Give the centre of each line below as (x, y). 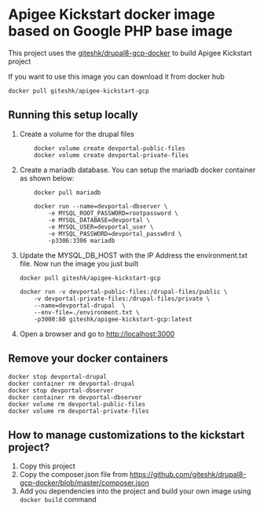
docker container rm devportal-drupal (71, 383)
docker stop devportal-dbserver (61, 391)
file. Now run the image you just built (79, 263)
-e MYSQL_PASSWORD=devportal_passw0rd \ (115, 233)
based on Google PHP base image (121, 31)
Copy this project (48, 466)
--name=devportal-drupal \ (80, 305)
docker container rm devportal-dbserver (75, 397)
